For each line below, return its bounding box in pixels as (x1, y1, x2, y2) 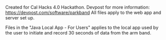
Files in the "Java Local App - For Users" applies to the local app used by (5, 24, 159, 30)
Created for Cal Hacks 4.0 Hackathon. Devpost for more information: (5, 4, 150, 10)
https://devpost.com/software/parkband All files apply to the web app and (5, 9, 161, 15)
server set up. (5, 15, 35, 20)
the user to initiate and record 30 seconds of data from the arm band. (5, 30, 152, 35)
